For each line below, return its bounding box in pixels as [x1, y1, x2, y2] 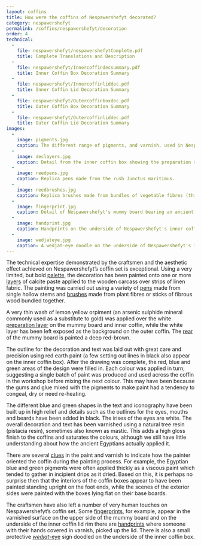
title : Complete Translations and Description [17, 53, 135, 59]
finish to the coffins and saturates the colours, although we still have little [6, 433, 187, 441]
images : [6, 126, 26, 132]
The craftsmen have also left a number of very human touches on [6, 501, 167, 509]
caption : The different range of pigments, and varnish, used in [17, 142, 184, 148]
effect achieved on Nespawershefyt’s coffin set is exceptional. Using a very [6, 265, 193, 272]
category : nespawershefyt [6, 20, 71, 26]
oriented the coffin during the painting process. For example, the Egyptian [6, 458, 188, 465]
